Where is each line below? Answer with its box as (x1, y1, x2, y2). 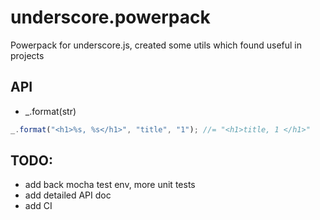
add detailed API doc (24, 189, 112, 201)
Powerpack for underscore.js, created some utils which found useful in (10, 39, 303, 51)
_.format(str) (24, 105, 77, 117)
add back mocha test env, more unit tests (24, 179, 196, 191)
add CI (24, 200, 53, 212)
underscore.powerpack (10, 6, 211, 29)
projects (10, 49, 45, 61)
